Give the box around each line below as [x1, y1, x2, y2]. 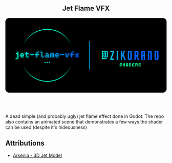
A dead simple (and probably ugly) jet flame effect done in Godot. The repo [5, 113, 164, 119]
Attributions [5, 138, 45, 148]
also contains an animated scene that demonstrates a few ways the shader [5, 118, 163, 125]
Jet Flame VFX [62, 4, 110, 13]
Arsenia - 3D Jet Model [12, 152, 62, 158]
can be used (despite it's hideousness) [5, 124, 88, 130]
